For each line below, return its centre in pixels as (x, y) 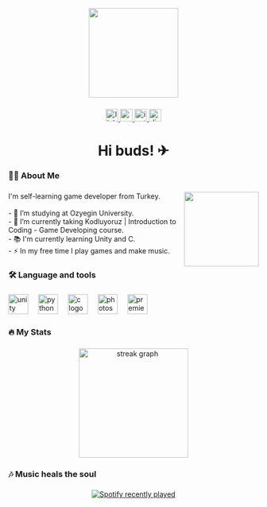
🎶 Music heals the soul (52, 474)
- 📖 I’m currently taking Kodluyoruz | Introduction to (92, 221)
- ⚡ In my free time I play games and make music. (89, 250)
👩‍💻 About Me (34, 176)
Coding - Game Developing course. (66, 230)
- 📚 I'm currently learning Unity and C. (72, 238)
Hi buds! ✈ (133, 151)
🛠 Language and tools (52, 275)
